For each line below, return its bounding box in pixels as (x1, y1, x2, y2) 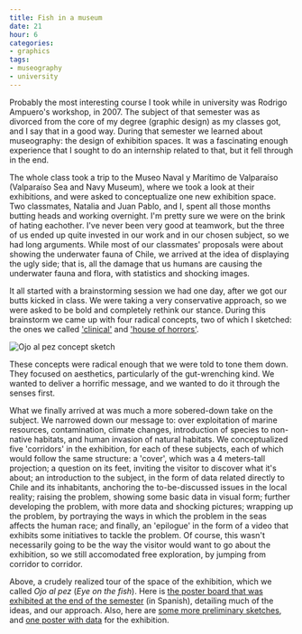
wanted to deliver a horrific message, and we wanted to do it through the (9, 378, 280, 388)
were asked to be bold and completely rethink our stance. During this (9, 304, 266, 315)
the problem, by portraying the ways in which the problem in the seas (9, 510, 268, 521)
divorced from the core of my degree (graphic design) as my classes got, (9, 116, 281, 126)
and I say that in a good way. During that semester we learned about (9, 126, 263, 136)
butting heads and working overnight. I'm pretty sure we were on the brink (9, 210, 286, 221)
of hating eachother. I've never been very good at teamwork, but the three (9, 219, 285, 230)
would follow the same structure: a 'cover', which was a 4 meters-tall (9, 452, 266, 463)
